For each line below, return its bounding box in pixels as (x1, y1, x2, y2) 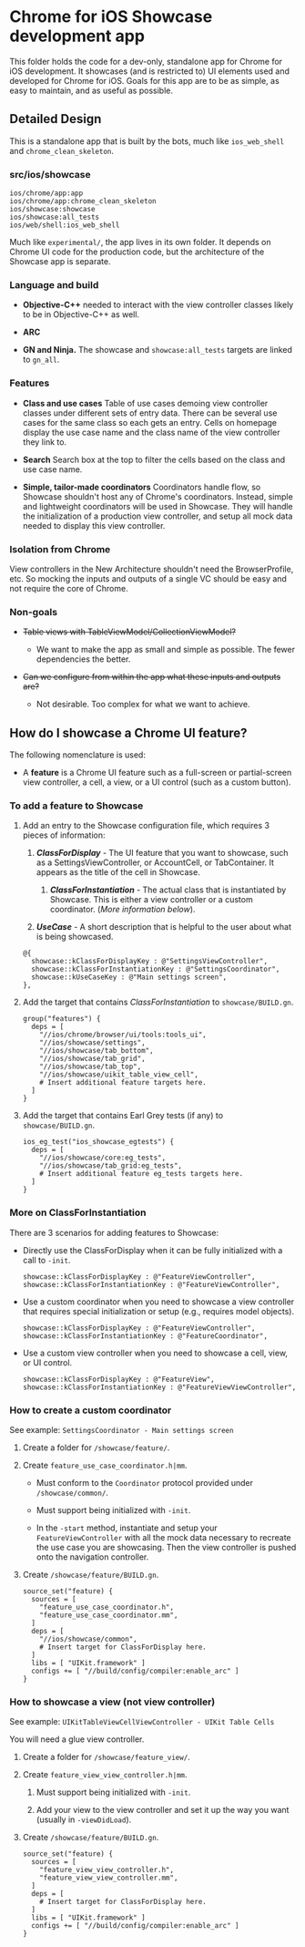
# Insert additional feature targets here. (39, 1078, 207, 1087)
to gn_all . (22, 354, 60, 366)
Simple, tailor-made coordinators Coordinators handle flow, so (22, 481, 261, 492)
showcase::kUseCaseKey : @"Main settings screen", (31, 973, 228, 982)
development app (9, 26, 146, 46)
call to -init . (22, 1254, 71, 1265)
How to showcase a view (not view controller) (9, 1695, 216, 1708)
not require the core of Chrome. (9, 582, 129, 593)
